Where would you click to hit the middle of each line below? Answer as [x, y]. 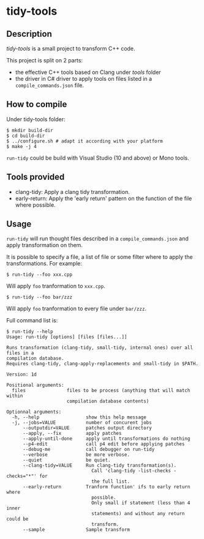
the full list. [111, 481]
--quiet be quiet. [67, 460]
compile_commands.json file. [50, 85]
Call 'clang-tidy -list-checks [131, 471]
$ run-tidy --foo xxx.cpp [39, 275]
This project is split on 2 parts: [45, 60]
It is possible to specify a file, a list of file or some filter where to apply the [100, 257]
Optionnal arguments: [34, 412]
